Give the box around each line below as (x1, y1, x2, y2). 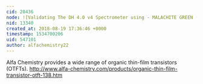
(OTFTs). (6, 65, 28, 72)
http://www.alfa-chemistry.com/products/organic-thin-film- (29, 65, 178, 72)
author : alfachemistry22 (6, 43, 69, 49)
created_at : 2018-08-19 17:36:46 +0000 (6, 25, 107, 32)
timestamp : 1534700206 (6, 31, 63, 37)
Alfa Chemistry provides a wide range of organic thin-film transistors (6, 58, 177, 66)
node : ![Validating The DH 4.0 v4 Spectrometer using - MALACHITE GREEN (6, 14, 193, 20)
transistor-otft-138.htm (6, 71, 63, 79)
